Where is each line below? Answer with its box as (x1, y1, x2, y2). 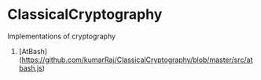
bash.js (18, 63, 42, 72)
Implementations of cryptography (7, 31, 116, 41)
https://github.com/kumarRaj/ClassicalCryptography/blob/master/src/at (21, 55, 253, 64)
